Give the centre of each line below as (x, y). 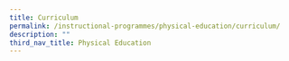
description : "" (40, 34)
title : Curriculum (44, 17)
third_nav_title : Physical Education (80, 43)
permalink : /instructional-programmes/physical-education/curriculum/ (145, 26)
